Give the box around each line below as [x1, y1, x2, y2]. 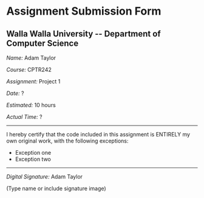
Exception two [15, 155, 52, 163]
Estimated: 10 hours [6, 102, 56, 108]
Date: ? [6, 90, 24, 97]
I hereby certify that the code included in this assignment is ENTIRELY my [6, 131, 190, 138]
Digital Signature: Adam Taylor [6, 173, 83, 180]
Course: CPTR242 [6, 66, 52, 73]
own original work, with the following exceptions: [6, 137, 129, 144]
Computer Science [6, 38, 79, 48]
